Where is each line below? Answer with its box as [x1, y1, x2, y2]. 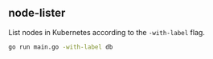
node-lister [8, 6, 66, 20]
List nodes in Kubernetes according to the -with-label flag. [8, 27, 205, 37]
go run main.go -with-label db [8, 43, 113, 51]
